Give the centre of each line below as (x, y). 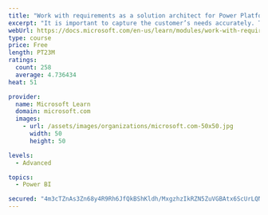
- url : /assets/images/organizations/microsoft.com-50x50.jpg (128, 127)
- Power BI (33, 185)
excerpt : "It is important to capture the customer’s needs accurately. (132, 23)
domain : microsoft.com (53, 111)
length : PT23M (32, 53)
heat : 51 (23, 82)
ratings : (23, 61)
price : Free (28, 45)
